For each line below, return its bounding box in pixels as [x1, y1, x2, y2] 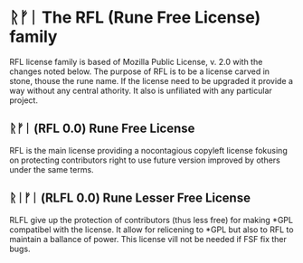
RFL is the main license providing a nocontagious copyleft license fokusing [9, 145, 288, 155]
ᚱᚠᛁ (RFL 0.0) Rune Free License [9, 121, 195, 136]
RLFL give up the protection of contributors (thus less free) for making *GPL [9, 214, 294, 225]
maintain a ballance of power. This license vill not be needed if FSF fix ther [9, 233, 288, 244]
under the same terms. [9, 164, 94, 174]
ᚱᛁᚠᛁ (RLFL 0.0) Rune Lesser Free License [9, 191, 251, 206]
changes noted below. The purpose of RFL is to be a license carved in [9, 66, 270, 77]
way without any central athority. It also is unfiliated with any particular [9, 85, 273, 96]
